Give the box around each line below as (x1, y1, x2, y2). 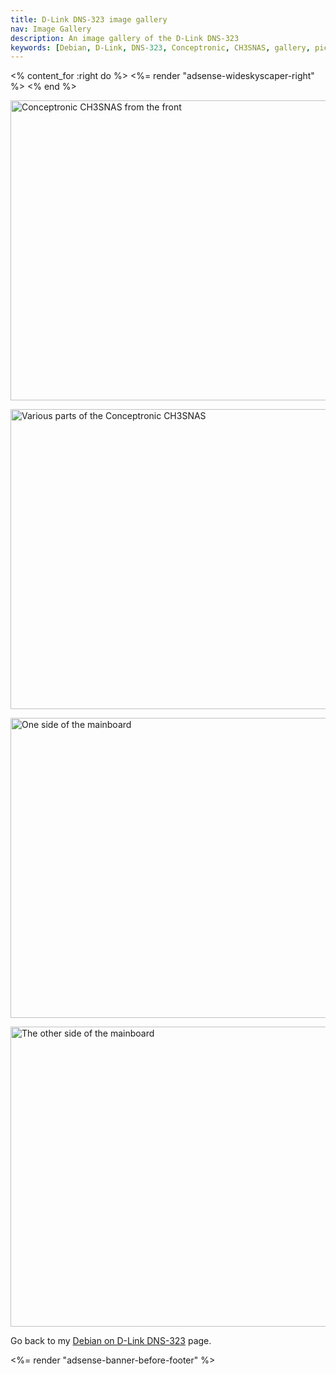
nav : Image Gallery (10, 24, 92, 34)
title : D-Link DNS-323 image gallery (10, 14, 168, 25)
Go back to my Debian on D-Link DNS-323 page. (10, 1335, 212, 1347)
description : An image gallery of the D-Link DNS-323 (10, 33, 240, 43)
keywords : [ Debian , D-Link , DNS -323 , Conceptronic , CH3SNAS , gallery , (10, 42, 311, 53)
